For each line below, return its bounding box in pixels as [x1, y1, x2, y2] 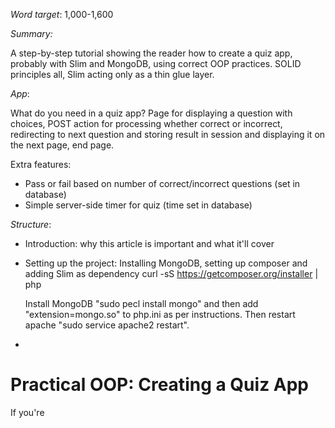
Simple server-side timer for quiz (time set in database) [24, 199, 253, 211]
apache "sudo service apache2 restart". [24, 319, 190, 331]
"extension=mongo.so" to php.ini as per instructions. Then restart [24, 309, 296, 320]
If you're [10, 406, 45, 418]
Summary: [10, 28, 53, 39]
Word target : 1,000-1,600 [10, 9, 114, 20]
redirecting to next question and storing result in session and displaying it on [10, 129, 326, 140]
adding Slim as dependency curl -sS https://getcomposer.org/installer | [24, 268, 319, 279]
